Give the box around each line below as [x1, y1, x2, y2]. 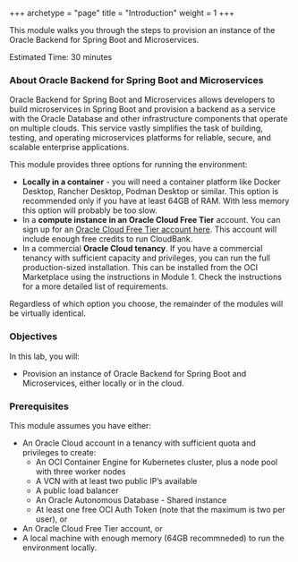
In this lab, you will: [9, 351, 81, 362]
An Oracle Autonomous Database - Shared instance [35, 494, 227, 505]
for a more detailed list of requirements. [21, 281, 168, 292]
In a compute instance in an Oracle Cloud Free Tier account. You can [21, 215, 281, 226]
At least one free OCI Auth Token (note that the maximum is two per [35, 504, 286, 515]
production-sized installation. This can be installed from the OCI [21, 262, 258, 273]
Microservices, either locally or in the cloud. [21, 378, 185, 388]
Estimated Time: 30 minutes [9, 52, 113, 62]
